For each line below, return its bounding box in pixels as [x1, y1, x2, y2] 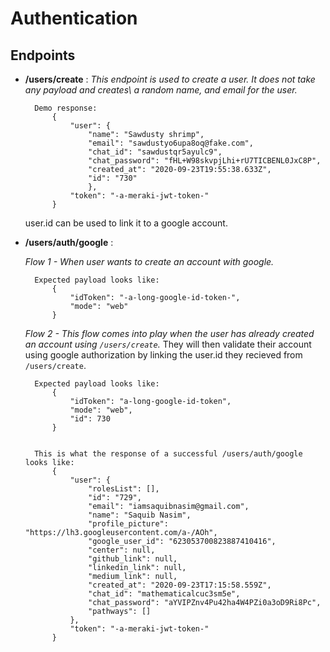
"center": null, [88, 545, 156, 555]
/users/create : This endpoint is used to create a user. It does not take [24, 73, 316, 85]
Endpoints [10, 47, 76, 64]
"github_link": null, [88, 554, 178, 564]
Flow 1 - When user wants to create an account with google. [24, 256, 275, 267]
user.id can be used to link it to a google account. [24, 217, 228, 229]
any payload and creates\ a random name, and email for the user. [24, 84, 298, 96]
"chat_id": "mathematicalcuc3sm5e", [88, 589, 241, 599]
